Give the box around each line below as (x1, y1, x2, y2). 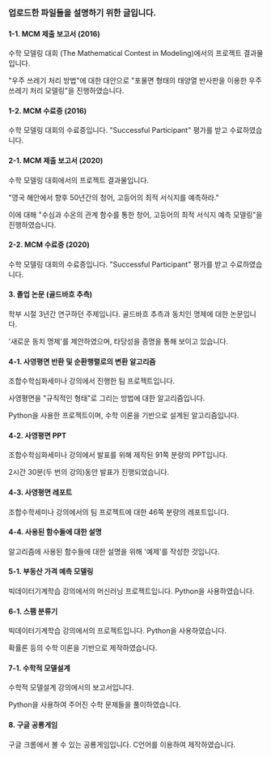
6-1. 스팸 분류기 (8, 606, 58, 616)
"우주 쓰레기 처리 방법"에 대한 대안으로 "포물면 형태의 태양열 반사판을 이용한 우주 (8, 75, 262, 86)
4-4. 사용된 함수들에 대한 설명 (8, 527, 103, 537)
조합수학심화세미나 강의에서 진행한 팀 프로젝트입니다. (8, 376, 176, 386)
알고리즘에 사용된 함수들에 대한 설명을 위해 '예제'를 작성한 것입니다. (8, 546, 220, 556)
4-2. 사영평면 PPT (8, 430, 67, 440)
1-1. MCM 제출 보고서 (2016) (8, 28, 100, 38)
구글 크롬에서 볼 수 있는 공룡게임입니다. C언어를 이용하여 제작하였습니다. (8, 739, 236, 749)
